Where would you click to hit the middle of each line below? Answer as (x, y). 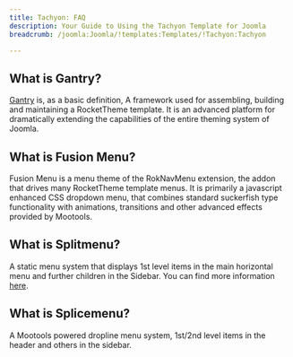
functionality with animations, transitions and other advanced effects (136, 207)
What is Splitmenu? (65, 244)
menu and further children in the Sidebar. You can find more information (142, 275)
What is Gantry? (56, 78)
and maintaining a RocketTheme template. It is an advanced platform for (142, 109)
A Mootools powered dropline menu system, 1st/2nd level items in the (138, 335)
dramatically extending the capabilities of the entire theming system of (140, 119)
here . (19, 285)
